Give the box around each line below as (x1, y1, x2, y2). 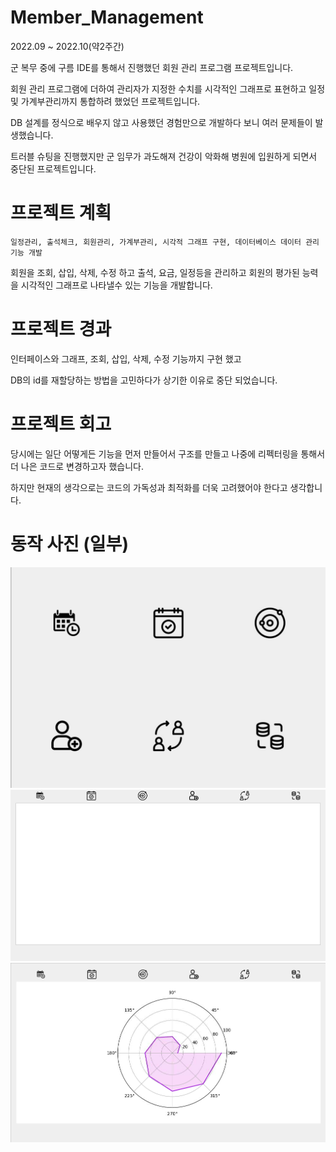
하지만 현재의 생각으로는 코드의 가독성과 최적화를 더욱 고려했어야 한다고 (10, 481, 288, 493)
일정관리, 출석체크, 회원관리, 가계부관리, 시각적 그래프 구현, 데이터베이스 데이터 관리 (10, 237, 320, 247)
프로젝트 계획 (10, 202, 112, 225)
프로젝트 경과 (10, 318, 112, 341)
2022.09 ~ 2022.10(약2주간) (10, 40, 125, 52)
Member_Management (10, 6, 204, 29)
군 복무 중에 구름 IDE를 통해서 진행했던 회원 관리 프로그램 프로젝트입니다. (10, 61, 294, 73)
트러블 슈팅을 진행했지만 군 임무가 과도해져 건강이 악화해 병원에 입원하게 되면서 (10, 150, 318, 162)
